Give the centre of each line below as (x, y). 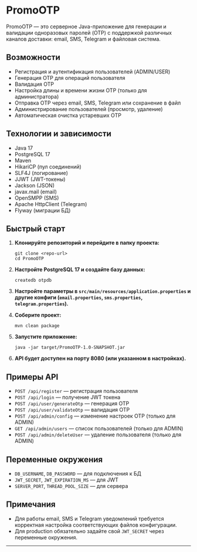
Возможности (33, 57)
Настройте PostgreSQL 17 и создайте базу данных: (80, 270)
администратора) (37, 96)
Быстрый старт (36, 229)
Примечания (31, 505)
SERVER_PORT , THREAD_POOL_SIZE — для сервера (71, 486)
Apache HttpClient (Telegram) (51, 204)
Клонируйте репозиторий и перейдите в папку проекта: (87, 243)
